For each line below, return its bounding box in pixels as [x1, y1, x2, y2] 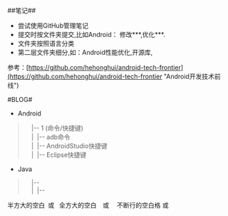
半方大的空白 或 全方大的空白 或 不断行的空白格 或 [7, 201, 169, 209]
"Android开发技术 [163, 72, 215, 81]
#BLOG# [7, 96, 33, 103]
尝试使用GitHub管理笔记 [17, 21, 89, 30]
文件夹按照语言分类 [17, 39, 75, 48]
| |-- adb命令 [31, 133, 71, 141]
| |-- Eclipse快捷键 [31, 150, 87, 159]
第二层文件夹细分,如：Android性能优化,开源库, [17, 48, 153, 56]
